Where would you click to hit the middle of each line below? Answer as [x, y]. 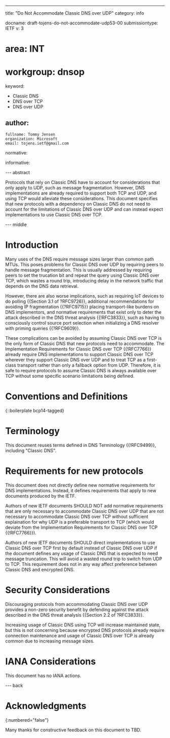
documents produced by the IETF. [41, 496]
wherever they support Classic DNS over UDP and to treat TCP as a [75, 360]
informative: [18, 163]
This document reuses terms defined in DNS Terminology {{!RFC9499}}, [81, 445]
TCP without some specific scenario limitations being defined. [70, 376]
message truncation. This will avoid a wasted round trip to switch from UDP [84, 559]
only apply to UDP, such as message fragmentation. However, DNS [75, 187]
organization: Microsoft [31, 139]
